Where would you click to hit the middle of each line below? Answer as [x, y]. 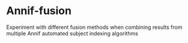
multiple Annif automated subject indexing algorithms [72, 33]
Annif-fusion [39, 11]
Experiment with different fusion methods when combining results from [94, 27]
